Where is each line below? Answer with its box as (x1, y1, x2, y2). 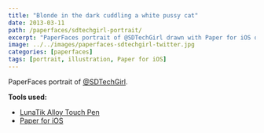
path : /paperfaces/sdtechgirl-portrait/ (8, 26, 143, 34)
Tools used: (8, 92, 47, 102)
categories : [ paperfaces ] (8, 48, 93, 56)
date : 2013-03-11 (8, 19, 65, 27)
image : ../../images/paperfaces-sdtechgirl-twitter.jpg (8, 41, 195, 49)
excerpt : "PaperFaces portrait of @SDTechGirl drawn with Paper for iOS (8, 33, 251, 42)
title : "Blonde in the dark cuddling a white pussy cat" (8, 11, 199, 20)
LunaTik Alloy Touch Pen (19, 107, 100, 116)
